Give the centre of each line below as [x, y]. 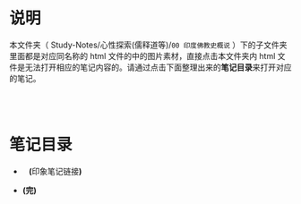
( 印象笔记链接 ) [55, 171]
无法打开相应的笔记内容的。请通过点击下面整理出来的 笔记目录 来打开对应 [158, 67]
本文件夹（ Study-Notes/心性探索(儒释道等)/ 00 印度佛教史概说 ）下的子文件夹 [149, 45]
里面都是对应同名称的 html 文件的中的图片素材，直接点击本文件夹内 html [142, 55]
